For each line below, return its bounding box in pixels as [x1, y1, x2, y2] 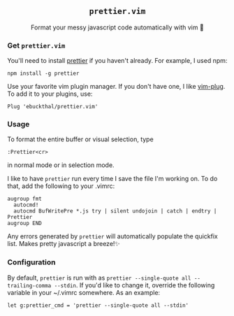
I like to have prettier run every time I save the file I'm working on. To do [7, 175, 218, 183]
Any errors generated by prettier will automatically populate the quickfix [7, 232, 218, 240]
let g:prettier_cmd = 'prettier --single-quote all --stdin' [7, 301, 189, 309]
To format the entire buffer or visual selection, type [7, 135, 154, 143]
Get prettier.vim [7, 41, 66, 50]
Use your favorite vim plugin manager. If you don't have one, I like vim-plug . [7, 82, 226, 91]
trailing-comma [7, 282, 52, 289]
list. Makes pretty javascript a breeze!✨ [7, 240, 120, 248]
